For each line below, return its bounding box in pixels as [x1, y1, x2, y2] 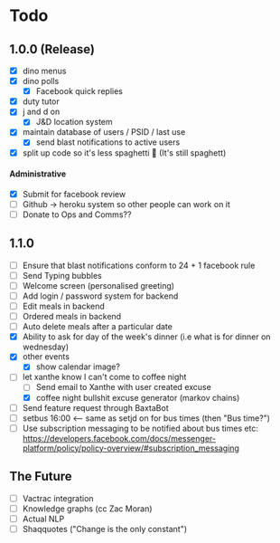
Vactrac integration [22, 492, 94, 503]
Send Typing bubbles [22, 270, 102, 281]
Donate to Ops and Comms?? [22, 209, 132, 220]
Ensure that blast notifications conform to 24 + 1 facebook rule [22, 260, 256, 271]
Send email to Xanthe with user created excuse [35, 382, 212, 393]
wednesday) [22, 341, 70, 353]
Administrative [9, 168, 67, 179]
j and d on [22, 106, 61, 118]
